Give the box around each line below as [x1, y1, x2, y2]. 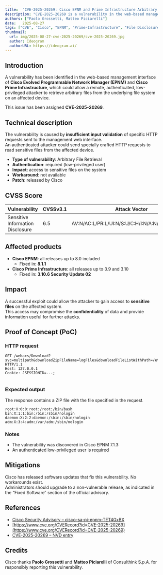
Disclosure [7, 226, 32, 233]
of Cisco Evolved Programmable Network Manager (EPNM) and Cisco [5, 79, 148, 85]
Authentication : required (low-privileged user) [12, 162, 106, 168]
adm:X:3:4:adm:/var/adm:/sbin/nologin [5, 420, 83, 424]
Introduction [5, 61, 44, 70]
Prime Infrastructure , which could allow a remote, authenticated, [5, 85, 135, 91]
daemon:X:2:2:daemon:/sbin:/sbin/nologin [5, 415, 90, 420]
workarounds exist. [5, 479, 44, 485]
